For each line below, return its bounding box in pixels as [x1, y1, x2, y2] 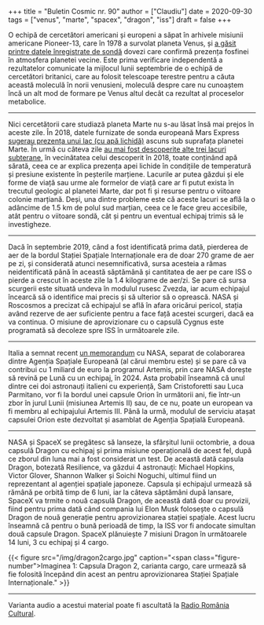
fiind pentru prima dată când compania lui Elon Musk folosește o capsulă [8, 504, 244, 514]
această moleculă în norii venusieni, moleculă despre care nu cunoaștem [8, 80, 244, 90]
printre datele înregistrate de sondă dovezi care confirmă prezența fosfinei [8, 47, 249, 56]
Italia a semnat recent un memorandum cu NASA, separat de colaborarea [8, 349, 245, 357]
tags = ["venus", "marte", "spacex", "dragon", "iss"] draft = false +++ [8, 15, 232, 24]
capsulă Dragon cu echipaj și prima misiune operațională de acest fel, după [8, 446, 252, 455]
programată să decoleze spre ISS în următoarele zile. [8, 326, 180, 334]
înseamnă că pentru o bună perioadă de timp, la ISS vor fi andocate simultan [8, 521, 256, 530]
